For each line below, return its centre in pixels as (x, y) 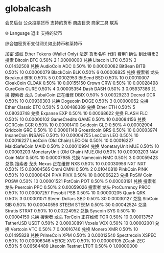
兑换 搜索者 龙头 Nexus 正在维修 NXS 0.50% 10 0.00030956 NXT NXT (76, 163)
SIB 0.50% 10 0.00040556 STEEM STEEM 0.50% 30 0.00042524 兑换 (76, 205)
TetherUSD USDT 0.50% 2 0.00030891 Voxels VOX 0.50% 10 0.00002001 (80, 223)
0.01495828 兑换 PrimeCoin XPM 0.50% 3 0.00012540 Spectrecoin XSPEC (81, 235)
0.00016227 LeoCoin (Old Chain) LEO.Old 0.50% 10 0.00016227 (69, 140)
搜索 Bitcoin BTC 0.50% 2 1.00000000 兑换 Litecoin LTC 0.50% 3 (71, 60)
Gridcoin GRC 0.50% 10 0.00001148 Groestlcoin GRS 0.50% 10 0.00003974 (81, 130)
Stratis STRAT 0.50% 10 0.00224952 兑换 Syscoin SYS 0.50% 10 (70, 210)
